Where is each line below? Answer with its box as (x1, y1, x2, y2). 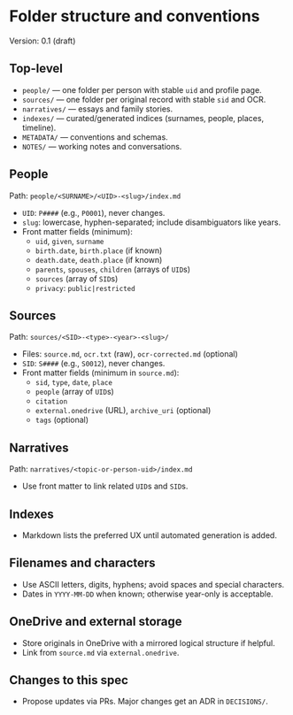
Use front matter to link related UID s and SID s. (21, 481, 189, 492)
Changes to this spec (9, 673, 128, 688)
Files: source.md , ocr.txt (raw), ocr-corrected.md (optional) (21, 349, 239, 359)
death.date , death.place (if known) (35, 254, 163, 265)
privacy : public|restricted (35, 282, 135, 293)
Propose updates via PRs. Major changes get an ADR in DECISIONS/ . (21, 696, 268, 707)
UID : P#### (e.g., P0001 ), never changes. (21, 207, 166, 218)
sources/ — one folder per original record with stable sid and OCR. (21, 94, 266, 104)
